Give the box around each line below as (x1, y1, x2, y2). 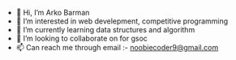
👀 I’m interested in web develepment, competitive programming (15, 16, 229, 26)
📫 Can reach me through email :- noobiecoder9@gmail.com (15, 43, 219, 52)
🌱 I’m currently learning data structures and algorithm (15, 25, 195, 34)
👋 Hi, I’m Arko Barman (15, 8, 90, 17)
